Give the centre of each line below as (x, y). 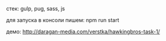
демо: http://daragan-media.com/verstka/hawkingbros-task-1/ (83, 31)
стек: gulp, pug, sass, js (36, 9)
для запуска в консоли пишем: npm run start (63, 20)
